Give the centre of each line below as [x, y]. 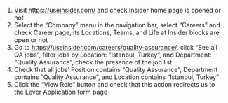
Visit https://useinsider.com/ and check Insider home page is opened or [117, 10]
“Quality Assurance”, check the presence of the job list [93, 62]
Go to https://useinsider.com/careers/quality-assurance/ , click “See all [115, 47]
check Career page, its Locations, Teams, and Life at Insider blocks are [116, 32]
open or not [31, 40]
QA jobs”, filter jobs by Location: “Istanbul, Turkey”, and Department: [113, 55]
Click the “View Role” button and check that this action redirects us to [114, 84]
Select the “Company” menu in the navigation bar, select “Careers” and [117, 25]
